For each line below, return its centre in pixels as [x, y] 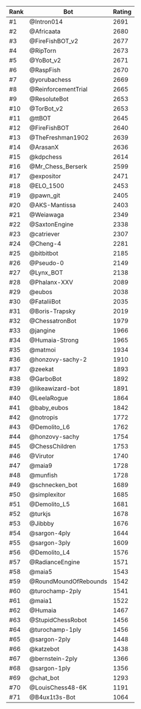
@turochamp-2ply [55, 591]
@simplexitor [47, 494]
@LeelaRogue [49, 398]
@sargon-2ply [50, 639]
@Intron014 [46, 22]
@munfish [43, 475]
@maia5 [41, 572]
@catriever [45, 234]
